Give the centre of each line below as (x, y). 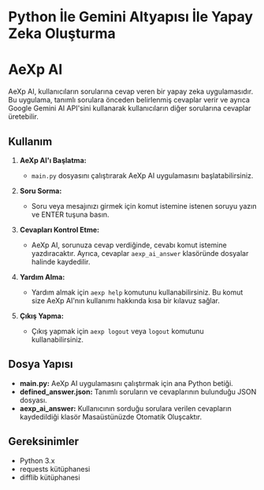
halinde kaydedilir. (61, 262)
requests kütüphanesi (55, 469)
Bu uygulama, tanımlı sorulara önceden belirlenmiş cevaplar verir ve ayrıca (129, 100)
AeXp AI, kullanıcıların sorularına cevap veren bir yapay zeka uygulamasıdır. (131, 91)
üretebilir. (24, 117)
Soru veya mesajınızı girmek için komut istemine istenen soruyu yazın (144, 206)
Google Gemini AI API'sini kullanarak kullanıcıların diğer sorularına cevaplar (130, 108)
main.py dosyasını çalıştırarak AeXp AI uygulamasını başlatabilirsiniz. (142, 175)
